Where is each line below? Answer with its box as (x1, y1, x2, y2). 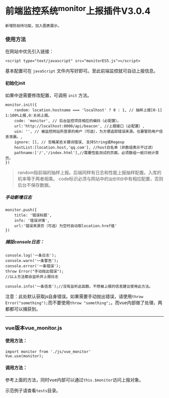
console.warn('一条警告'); (5, 258, 59, 263)
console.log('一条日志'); (5, 252, 57, 258)
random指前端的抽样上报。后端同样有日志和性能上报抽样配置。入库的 (17, 169, 162, 175)
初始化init (5, 80, 26, 86)
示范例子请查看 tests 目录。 (5, 387, 61, 393)
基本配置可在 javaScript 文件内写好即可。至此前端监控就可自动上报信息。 (5, 68, 158, 74)
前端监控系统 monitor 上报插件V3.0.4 (5, 4, 151, 17)
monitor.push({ (5, 207, 37, 212)
